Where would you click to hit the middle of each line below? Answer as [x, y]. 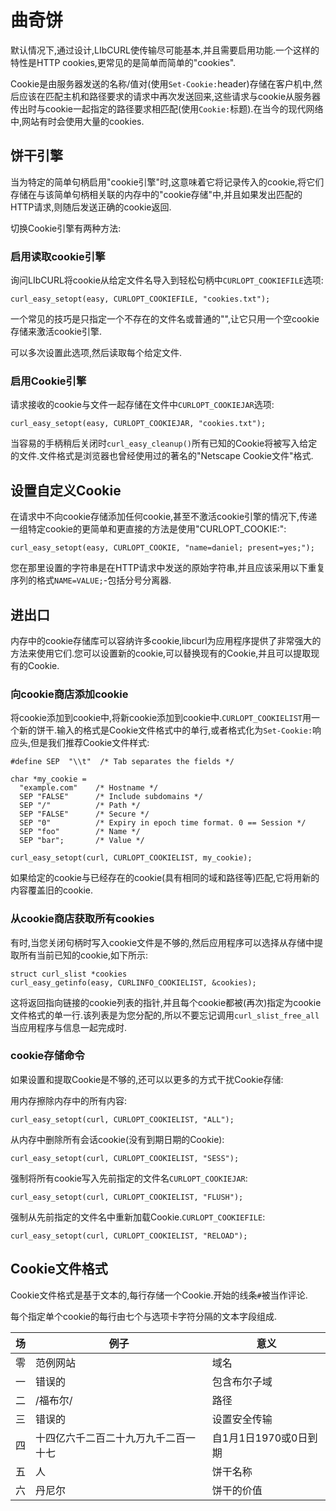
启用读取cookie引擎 [58, 256]
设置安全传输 [242, 1419]
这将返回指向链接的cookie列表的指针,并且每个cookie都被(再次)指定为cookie [166, 1002]
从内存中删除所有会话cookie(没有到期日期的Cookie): [117, 1139]
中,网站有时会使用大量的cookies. [77, 121]
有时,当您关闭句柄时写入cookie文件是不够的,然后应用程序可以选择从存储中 [162, 942]
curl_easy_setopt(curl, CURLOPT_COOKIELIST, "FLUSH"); [127, 1197]
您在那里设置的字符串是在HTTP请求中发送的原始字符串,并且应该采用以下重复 [168, 568]
